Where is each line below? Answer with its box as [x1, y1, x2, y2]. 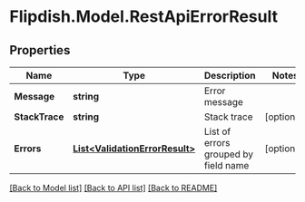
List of [203, 125, 231, 138]
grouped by [203, 148, 254, 160]
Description [203, 70, 256, 82]
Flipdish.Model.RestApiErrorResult [9, 6, 279, 27]
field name [203, 159, 250, 171]
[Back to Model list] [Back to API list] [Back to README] [9, 183, 218, 193]
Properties [9, 43, 71, 58]
